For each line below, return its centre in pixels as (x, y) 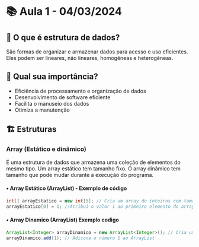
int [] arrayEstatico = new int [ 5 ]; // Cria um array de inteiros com (94, 201)
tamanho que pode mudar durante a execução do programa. (80, 175)
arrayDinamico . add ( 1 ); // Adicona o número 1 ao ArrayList (81, 238)
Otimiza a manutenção (42, 110)
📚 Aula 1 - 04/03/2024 (64, 12)
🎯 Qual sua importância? (52, 77)
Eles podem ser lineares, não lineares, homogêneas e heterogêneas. (90, 58)
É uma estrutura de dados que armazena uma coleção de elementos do (93, 162)
